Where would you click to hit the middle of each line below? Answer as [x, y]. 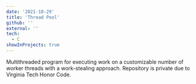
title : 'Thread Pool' [33, 17]
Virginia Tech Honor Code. [39, 74]
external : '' [22, 28]
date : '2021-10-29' [30, 12]
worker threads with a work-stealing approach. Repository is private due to [98, 68]
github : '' [20, 23]
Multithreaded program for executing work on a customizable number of [95, 62]
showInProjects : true [33, 45]
